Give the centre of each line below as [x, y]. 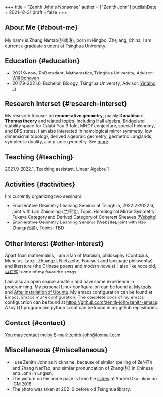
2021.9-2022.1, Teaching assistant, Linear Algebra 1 [57, 169]
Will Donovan [25, 78]
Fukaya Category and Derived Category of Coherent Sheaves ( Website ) [84, 217]
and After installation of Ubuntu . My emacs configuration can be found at [79, 292]
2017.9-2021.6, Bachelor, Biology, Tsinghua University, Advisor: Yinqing [84, 83]
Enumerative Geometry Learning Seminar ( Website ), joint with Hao [79, 222]
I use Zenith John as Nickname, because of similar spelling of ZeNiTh [82, 362]
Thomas [14, 121]
